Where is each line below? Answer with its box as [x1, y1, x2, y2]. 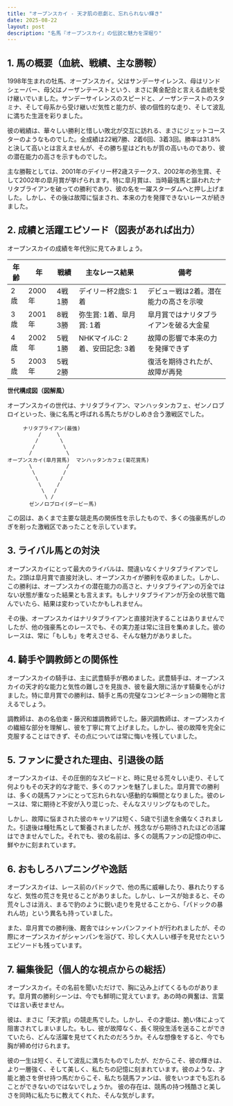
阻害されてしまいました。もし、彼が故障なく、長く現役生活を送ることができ [7, 1024, 226, 1032]
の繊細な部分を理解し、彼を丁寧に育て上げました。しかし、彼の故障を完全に [7, 723, 226, 731]
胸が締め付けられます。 [7, 1041, 74, 1050]
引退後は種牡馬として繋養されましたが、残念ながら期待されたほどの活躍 [19, 824, 226, 832]
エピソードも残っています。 [7, 941, 85, 949]
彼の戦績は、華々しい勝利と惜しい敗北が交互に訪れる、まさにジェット [7, 127, 208, 135]
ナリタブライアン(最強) [22, 425, 81, 432]
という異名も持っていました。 [31, 909, 116, 917]
